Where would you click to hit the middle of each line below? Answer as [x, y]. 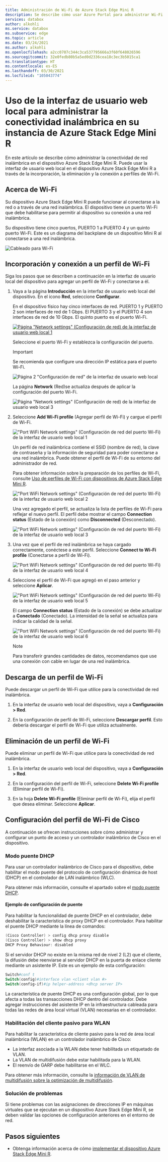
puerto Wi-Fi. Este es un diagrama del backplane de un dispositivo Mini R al [83, 233]
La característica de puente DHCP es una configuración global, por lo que [82, 994]
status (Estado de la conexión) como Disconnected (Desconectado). [84, 520]
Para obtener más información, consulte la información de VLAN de [75, 1075]
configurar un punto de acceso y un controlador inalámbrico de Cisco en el [83, 837]
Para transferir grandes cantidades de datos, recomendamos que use [85, 656]
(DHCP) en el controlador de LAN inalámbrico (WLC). [60, 878]
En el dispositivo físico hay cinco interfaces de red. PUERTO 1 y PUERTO [88, 307]
